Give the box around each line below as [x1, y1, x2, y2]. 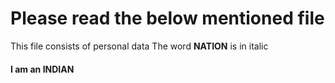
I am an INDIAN [10, 63, 75, 75]
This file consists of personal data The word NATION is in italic [10, 40, 269, 52]
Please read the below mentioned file [10, 7, 325, 30]
